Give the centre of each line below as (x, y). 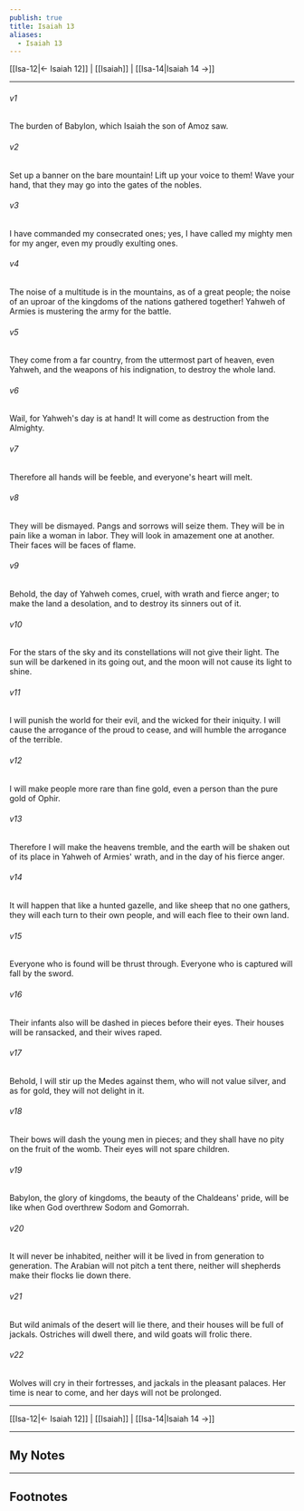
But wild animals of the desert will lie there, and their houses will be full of (147, 1324)
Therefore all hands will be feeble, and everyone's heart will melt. (131, 477)
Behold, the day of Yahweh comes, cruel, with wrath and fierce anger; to (144, 594)
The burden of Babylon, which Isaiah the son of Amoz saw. (119, 126)
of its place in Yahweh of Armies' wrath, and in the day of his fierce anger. (147, 857)
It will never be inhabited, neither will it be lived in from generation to (137, 1256)
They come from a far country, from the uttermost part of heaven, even (142, 360)
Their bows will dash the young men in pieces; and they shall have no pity (147, 1139)
